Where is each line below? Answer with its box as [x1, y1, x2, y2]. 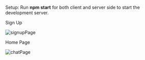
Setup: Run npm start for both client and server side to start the [5, 5, 140, 10]
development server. [5, 10, 49, 16]
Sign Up [5, 20, 23, 25]
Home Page [5, 39, 30, 45]
